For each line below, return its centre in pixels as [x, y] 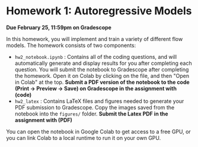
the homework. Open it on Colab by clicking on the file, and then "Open [102, 76]
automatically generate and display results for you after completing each [103, 63]
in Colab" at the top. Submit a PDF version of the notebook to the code [102, 82]
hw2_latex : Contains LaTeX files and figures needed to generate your [99, 101]
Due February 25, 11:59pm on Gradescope [59, 27]
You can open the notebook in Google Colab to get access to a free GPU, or [98, 132]
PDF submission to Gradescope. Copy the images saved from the [95, 107]
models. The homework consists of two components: [71, 45]
